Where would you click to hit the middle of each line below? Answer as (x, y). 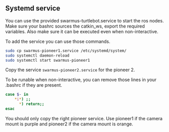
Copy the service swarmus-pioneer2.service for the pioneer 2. (70, 70)
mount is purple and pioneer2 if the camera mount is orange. (69, 124)
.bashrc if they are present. (34, 85)
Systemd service (33, 8)
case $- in (17, 95)
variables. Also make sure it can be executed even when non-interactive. (82, 31)
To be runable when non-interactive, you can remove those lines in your (81, 80)
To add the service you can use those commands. (58, 41)
